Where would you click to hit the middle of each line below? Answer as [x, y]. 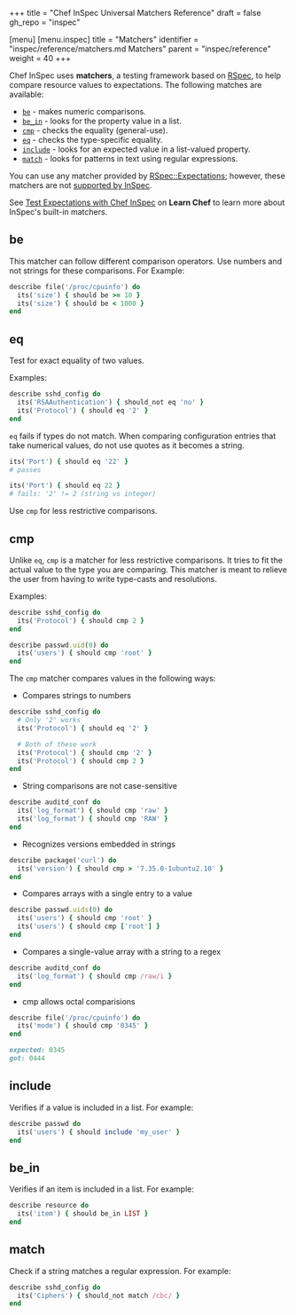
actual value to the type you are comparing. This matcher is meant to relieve [148, 569]
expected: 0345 [37, 1051]
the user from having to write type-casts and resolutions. [113, 579]
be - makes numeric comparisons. [84, 111]
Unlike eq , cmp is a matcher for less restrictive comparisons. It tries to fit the [146, 560]
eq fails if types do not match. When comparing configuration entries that [143, 436]
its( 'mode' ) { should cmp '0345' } [83, 1026]
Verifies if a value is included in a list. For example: [101, 1107]
